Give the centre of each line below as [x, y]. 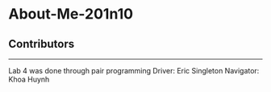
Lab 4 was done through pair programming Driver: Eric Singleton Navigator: [134, 71]
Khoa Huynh [29, 79]
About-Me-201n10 [71, 14]
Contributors [42, 44]
